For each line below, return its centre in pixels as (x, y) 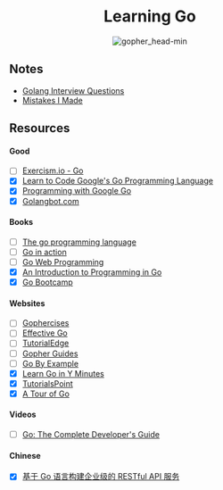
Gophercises (45, 323)
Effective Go (45, 333)
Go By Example (50, 363)
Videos (23, 415)
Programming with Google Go (77, 191)
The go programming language (79, 242)
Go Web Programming (63, 262)
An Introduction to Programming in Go (92, 272)
